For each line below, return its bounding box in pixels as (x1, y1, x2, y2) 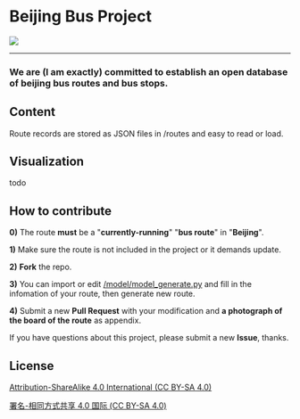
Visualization (9, 154, 85, 169)
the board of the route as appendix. (9, 315, 141, 326)
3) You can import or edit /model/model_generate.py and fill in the (9, 279, 253, 290)
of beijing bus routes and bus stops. (9, 77, 169, 89)
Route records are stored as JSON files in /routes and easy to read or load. (9, 127, 284, 139)
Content (9, 104, 56, 119)
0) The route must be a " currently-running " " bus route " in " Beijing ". (9, 227, 264, 238)
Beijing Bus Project (9, 6, 153, 27)
